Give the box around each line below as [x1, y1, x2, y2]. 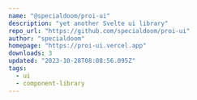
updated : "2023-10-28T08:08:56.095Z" [8, 57, 136, 65]
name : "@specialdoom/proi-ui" [8, 11, 111, 20]
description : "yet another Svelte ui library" [8, 19, 169, 27]
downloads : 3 [8, 49, 53, 57]
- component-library [15, 79, 85, 87]
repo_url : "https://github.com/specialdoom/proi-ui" [8, 27, 191, 35]
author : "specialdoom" [8, 34, 85, 43]
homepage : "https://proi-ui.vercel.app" [8, 42, 148, 50]
